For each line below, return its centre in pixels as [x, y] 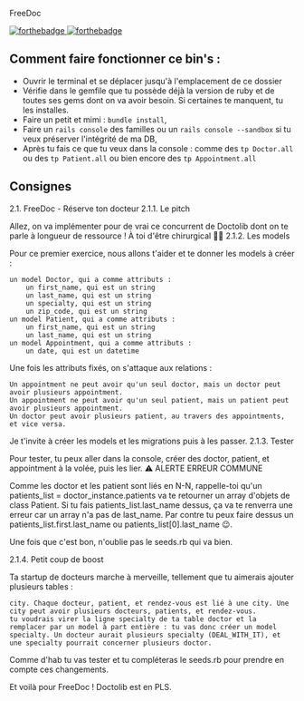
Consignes [41, 186]
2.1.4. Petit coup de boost [57, 559]
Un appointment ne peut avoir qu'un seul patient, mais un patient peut [149, 400]
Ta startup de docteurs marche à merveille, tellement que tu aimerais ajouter [152, 577]
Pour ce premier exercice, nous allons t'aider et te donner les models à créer [152, 253]
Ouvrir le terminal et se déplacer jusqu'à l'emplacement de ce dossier [152, 81]
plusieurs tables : [42, 586]
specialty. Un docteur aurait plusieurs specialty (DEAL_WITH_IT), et [145, 635]
